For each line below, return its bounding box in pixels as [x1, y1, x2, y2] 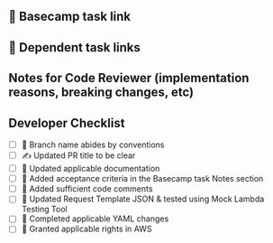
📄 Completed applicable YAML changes [21, 213, 169, 224]
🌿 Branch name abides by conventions [21, 139, 165, 150]
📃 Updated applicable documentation [21, 164, 160, 174]
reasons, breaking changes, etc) [8, 85, 195, 100]
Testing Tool [21, 204, 68, 215]
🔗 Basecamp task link [8, 9, 132, 24]
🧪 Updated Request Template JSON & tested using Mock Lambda [21, 193, 265, 204]
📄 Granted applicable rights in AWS [21, 223, 152, 235]
